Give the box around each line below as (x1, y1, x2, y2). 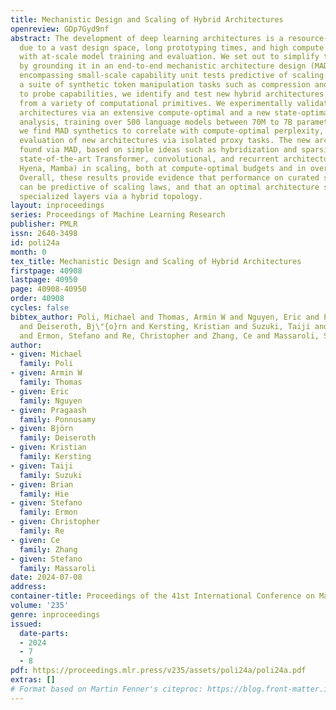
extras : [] (10, 675, 56, 685)
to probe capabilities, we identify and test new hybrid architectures (19, 89, 325, 99)
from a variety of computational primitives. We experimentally (19, 98, 293, 108)
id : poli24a (10, 237, 60, 248)
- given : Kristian (10, 442, 87, 453)
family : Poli (19, 359, 74, 369)
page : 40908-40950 (10, 284, 87, 295)
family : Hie (19, 489, 70, 499)
